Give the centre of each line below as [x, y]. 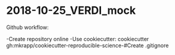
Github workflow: [28, 27]
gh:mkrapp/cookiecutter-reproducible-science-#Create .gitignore [87, 45]
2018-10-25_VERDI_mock [71, 11]
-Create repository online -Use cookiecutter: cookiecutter [78, 39]
